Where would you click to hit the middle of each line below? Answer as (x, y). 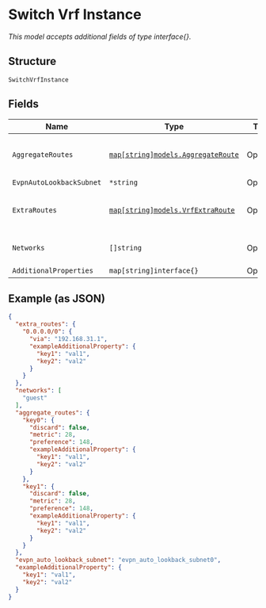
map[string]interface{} (154, 270)
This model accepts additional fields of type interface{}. (100, 36)
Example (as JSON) (57, 298)
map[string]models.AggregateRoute (174, 155)
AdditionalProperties (53, 270)
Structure (32, 61)
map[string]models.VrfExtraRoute (172, 210)
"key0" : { (39, 420)
